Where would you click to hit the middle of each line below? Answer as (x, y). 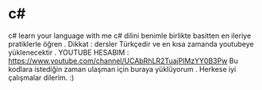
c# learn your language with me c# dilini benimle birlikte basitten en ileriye (130, 36)
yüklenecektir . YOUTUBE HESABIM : (69, 52)
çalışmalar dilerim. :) (41, 77)
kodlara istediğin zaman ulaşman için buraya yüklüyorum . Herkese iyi (122, 69)
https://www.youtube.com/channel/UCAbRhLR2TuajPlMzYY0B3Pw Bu (123, 61)
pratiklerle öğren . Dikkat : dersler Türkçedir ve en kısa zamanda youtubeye (131, 43)
